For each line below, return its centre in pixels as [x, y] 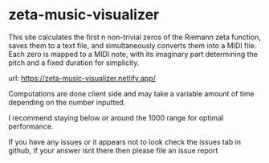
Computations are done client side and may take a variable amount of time [131, 93]
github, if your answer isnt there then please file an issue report [113, 150]
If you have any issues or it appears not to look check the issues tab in [125, 141]
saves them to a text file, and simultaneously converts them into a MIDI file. [132, 45]
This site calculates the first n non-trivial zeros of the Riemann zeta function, [134, 37]
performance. [31, 126]
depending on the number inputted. [67, 102]
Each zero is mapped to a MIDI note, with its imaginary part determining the [133, 54]
